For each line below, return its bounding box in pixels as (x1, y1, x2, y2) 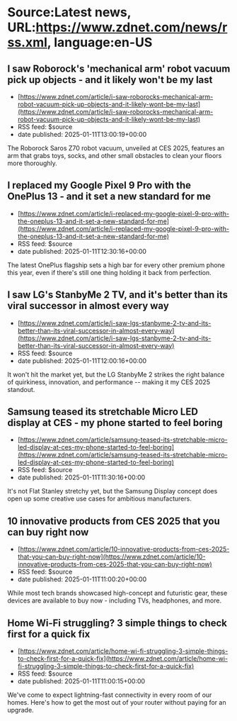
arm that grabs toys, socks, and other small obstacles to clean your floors (7, 152, 222, 160)
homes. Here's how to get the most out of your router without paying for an (7, 698, 226, 707)
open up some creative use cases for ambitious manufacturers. (7, 494, 192, 503)
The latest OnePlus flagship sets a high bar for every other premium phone (7, 260, 225, 269)
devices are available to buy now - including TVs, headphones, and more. (7, 596, 221, 605)
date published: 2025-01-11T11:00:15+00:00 (17, 677, 146, 686)
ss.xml (7, 35, 48, 50)
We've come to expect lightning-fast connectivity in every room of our (7, 691, 212, 699)
